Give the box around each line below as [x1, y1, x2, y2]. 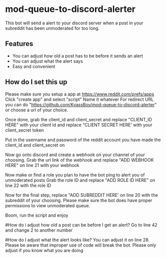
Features [5, 40, 33, 48]
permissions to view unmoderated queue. [5, 202, 90, 208]
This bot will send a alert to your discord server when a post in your [5, 20, 144, 26]
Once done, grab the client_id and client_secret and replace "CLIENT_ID [5, 116, 153, 122]
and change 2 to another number [5, 227, 73, 233]
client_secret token [5, 127, 44, 133]
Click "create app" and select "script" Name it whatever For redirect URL [5, 96, 154, 102]
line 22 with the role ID [5, 182, 51, 188]
